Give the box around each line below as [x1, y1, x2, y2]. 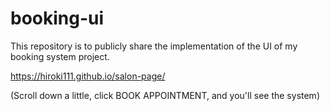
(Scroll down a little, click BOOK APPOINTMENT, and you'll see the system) [10, 89, 320, 101]
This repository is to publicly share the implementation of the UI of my [10, 40, 298, 52]
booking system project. [10, 50, 110, 62]
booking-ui [10, 7, 105, 30]
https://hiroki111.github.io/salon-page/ [10, 70, 166, 82]
